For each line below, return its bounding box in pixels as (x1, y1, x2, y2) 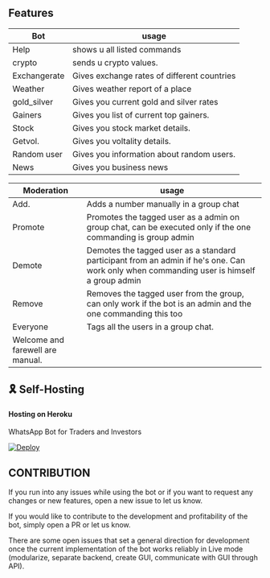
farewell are (12, 344, 57, 355)
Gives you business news (72, 161, 169, 172)
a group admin (86, 275, 141, 286)
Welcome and (12, 334, 64, 345)
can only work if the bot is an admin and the (86, 298, 252, 309)
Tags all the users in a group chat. (86, 321, 215, 332)
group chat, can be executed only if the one (86, 221, 252, 233)
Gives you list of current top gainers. (72, 109, 210, 120)
